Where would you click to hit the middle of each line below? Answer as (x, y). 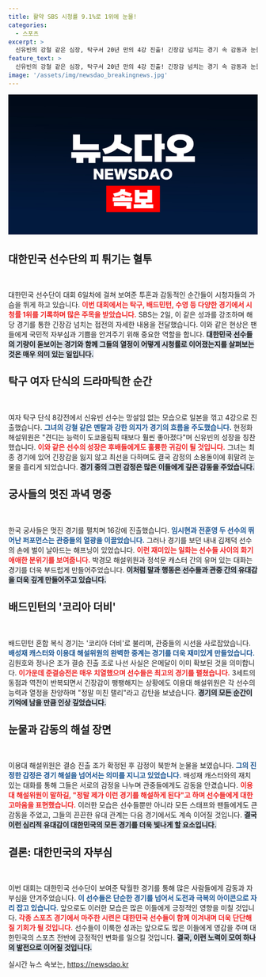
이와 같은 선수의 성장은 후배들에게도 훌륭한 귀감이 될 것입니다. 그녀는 (142, 447)
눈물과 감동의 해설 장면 (60, 730)
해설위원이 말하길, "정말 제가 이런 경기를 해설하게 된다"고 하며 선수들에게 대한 (135, 795)
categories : (28, 25)
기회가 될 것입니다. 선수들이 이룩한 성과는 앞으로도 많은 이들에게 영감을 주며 (132, 928)
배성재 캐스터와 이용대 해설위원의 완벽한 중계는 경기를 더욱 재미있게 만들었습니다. (132, 652)
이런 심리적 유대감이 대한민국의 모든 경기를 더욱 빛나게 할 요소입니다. (112, 825)
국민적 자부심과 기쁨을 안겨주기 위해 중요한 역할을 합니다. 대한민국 (130, 335)
